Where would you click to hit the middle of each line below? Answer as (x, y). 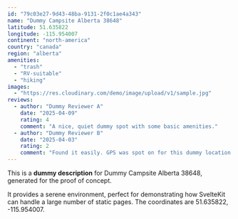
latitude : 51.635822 (38, 27)
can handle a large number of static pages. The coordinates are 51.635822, (118, 202)
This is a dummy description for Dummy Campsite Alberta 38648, (105, 173)
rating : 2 (35, 146)
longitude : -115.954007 (43, 34)
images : (19, 87)
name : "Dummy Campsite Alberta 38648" (65, 21)
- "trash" (28, 67)
